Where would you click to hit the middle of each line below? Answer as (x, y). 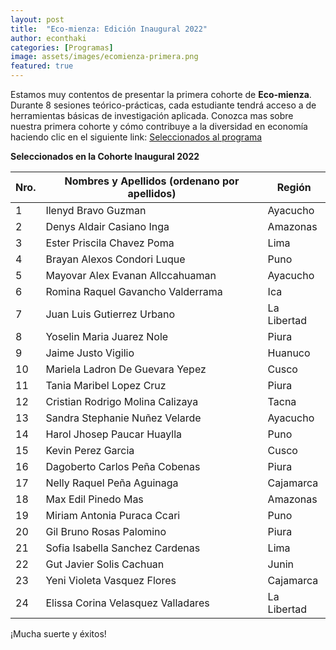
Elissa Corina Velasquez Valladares (127, 603)
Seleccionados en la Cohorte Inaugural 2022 (105, 156)
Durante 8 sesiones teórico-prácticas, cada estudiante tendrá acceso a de (163, 105)
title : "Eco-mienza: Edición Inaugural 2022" (109, 29)
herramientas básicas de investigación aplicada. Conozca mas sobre (152, 115)
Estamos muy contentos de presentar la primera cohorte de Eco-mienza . (161, 94)
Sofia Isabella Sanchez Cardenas (123, 548)
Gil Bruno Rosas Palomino (106, 531)
